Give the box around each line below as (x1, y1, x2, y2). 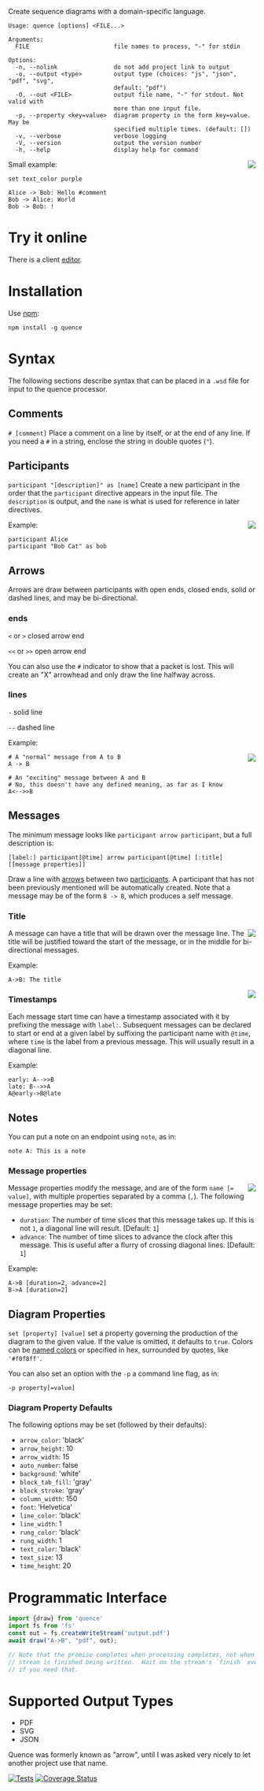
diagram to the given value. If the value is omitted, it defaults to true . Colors (8, 1337, 254, 1347)
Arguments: (8, 35, 44, 43)
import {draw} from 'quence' (8, 1615, 104, 1622)
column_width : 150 (19, 1494, 78, 1503)
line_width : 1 (19, 1519, 63, 1529)
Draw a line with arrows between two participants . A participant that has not (8, 874, 255, 883)
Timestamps (8, 994, 57, 1005)
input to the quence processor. (8, 384, 108, 393)
